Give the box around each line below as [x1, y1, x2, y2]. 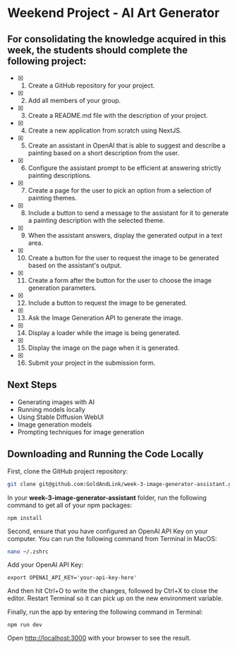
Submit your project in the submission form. [28, 358, 156, 367]
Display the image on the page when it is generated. [28, 344, 180, 352]
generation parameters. [28, 284, 97, 292]
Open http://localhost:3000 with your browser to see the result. [7, 633, 192, 643]
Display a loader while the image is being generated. [28, 329, 181, 336]
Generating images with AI [17, 397, 95, 406]
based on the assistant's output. [28, 261, 122, 269]
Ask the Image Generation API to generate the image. [28, 314, 183, 322]
